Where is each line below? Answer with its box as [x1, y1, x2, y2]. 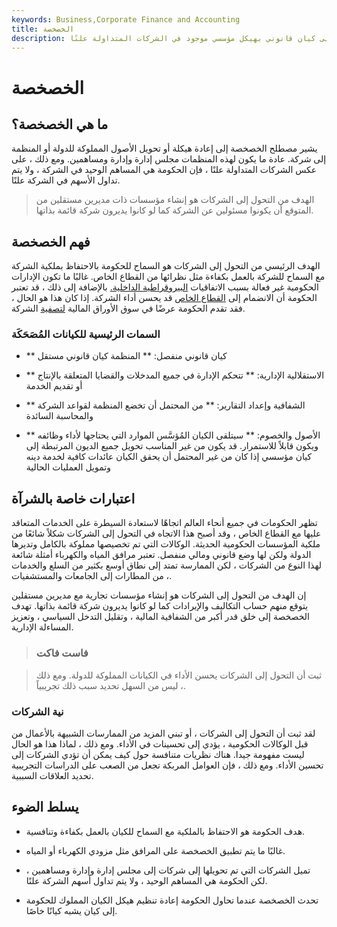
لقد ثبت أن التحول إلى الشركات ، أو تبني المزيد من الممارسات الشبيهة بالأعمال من [11, 727, 316, 739]
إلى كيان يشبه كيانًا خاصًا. [25, 904, 118, 916]
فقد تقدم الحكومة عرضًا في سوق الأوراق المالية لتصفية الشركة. [11, 302, 246, 315]
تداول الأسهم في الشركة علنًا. [11, 174, 121, 186]
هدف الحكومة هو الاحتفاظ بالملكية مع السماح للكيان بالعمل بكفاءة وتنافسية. [25, 825, 306, 837]
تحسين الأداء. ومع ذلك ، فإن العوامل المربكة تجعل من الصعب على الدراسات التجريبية [11, 759, 324, 771]
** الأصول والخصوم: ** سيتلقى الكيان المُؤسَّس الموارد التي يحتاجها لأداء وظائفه [25, 429, 321, 441]
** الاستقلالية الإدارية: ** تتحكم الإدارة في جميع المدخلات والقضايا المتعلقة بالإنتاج [25, 369, 325, 381]
